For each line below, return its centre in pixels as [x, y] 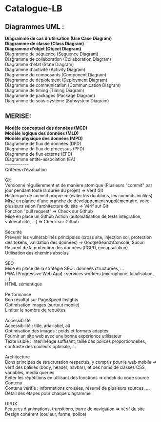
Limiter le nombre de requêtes [35, 310]
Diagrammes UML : [35, 27]
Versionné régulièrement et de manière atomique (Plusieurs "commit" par [79, 185]
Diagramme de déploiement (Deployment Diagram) [56, 80]
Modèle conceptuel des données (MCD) [46, 128]
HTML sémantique [24, 284]
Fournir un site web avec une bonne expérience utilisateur [63, 336]
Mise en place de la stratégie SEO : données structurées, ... [65, 268]
